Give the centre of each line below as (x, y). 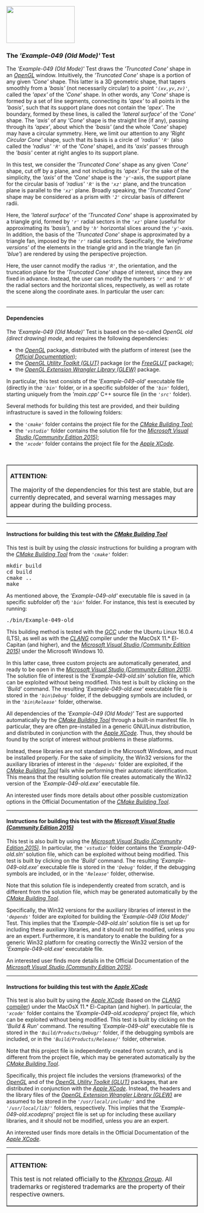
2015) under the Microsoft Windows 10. (55, 651)
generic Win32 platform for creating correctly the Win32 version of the (95, 942)
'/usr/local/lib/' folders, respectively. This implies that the (83, 1108)
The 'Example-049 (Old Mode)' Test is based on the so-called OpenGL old (100, 332)
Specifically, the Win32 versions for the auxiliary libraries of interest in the (99, 910)
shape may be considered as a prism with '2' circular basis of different (95, 197)
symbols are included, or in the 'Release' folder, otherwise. (80, 874)
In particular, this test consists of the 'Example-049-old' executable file (95, 381)
